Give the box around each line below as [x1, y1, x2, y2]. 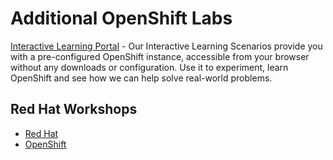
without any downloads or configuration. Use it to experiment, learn [10, 61, 289, 73]
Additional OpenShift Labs [10, 7, 233, 30]
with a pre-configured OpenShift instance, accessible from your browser [10, 50, 310, 62]
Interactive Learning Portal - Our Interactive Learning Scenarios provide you [10, 40, 323, 52]
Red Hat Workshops [10, 101, 138, 118]
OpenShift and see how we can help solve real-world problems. [10, 72, 273, 84]
